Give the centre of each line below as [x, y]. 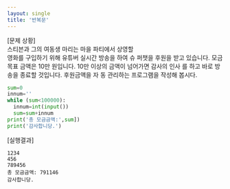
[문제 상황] [21, 40]
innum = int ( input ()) [41, 107]
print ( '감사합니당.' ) [34, 126]
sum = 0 [15, 88]
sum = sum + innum [33, 113]
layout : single [29, 13]
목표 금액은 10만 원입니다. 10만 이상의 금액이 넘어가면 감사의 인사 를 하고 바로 [110, 66]
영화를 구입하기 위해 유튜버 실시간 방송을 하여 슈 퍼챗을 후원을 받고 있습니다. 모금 [115, 57]
